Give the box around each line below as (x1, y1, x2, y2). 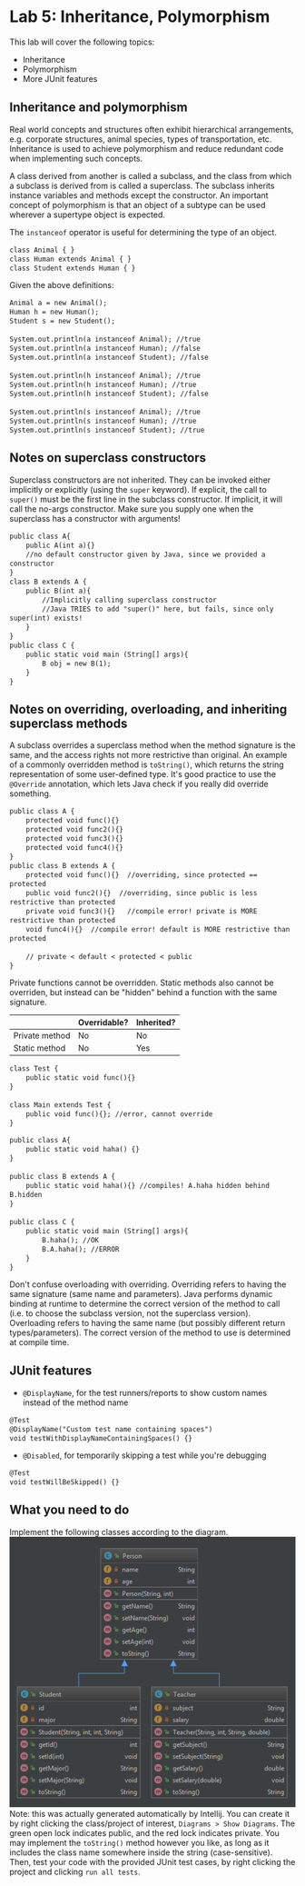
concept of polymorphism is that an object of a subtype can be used (9, 199, 266, 210)
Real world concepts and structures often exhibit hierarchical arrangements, (9, 124, 294, 135)
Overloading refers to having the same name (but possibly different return (9, 1317, 286, 1328)
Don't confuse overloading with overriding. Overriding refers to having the (9, 1279, 287, 1290)
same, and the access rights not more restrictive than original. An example (9, 750, 288, 761)
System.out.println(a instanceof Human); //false (9, 344, 202, 353)
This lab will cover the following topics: (9, 36, 155, 47)
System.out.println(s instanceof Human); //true (9, 416, 197, 425)
